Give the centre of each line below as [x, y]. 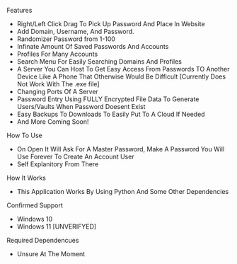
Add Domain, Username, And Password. [76, 31]
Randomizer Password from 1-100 [66, 39]
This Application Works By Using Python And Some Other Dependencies [123, 191]
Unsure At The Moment [51, 254]
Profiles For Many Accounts [57, 54]
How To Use [25, 135]
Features [19, 10]
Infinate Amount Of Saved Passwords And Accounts [93, 46]
